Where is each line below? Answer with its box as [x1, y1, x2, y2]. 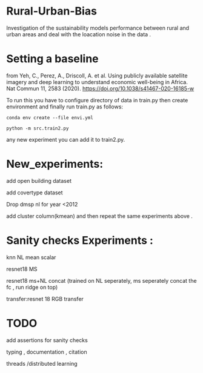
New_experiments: [6, 157, 104, 171]
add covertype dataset [6, 189, 63, 196]
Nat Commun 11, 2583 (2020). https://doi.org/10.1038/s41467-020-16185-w [6, 85, 195, 92]
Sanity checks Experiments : [6, 234, 153, 247]
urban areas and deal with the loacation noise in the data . [6, 30, 151, 38]
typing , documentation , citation [6, 348, 87, 355]
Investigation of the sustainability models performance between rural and [6, 24, 190, 31]
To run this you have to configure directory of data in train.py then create [6, 96, 188, 104]
